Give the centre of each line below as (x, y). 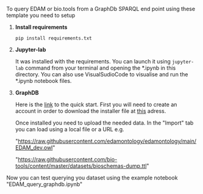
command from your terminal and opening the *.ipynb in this (101, 68)
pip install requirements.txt (54, 38)
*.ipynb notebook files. (43, 81)
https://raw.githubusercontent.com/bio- (68, 159)
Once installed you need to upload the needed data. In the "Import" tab (104, 123)
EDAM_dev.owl (34, 148)
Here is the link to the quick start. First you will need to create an (96, 104)
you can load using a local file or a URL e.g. (69, 129)
